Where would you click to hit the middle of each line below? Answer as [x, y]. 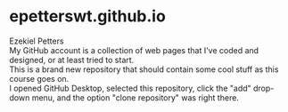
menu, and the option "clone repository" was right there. [135, 97]
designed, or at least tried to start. [72, 60]
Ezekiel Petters [37, 41]
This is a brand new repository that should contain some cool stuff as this [144, 69]
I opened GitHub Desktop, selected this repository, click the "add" [130, 88]
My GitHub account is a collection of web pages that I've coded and [134, 50]
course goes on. [39, 78]
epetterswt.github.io [88, 16]
